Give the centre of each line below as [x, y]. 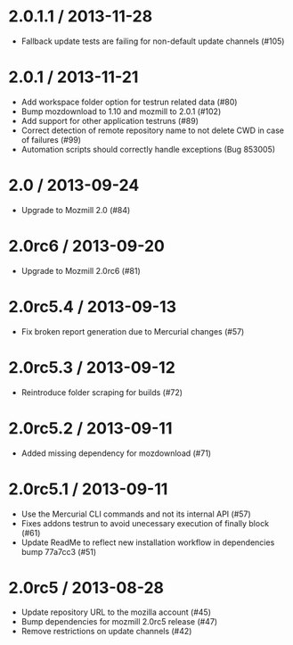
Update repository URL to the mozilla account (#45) [116, 612]
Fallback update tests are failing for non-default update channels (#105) [153, 41]
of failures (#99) [51, 139]
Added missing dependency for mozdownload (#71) [116, 453]
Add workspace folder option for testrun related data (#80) [129, 102]
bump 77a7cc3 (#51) [59, 551]
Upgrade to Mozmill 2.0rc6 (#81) [81, 270]
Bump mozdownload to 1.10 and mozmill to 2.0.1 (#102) [121, 111]
